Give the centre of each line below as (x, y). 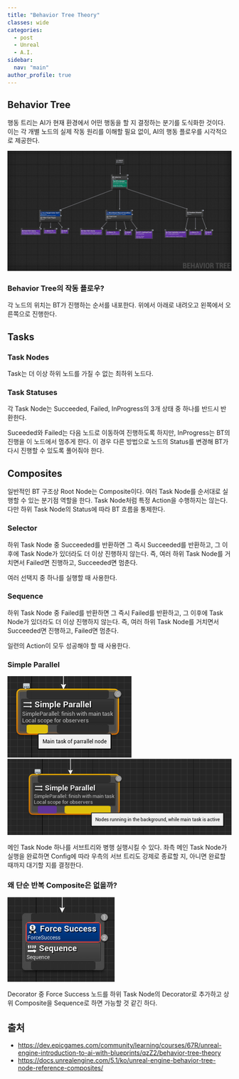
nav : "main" (32, 68)
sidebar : (20, 60)
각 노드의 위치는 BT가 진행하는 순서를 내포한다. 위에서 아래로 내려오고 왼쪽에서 (116, 305)
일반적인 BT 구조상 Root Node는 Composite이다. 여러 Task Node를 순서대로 (114, 492)
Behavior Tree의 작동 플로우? (56, 288)
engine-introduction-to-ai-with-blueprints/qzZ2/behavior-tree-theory (119, 1053)
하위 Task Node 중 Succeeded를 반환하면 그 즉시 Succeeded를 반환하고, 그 (114, 544)
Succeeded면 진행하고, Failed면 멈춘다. (63, 631)
